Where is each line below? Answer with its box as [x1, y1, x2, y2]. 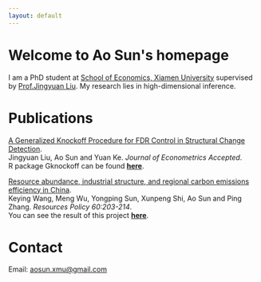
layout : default [8, 11, 62, 20]
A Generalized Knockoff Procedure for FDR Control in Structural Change [8, 135, 246, 145]
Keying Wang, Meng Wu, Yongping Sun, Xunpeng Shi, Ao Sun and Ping [8, 193, 242, 203]
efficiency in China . [8, 185, 72, 194]
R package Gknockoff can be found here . [8, 161, 144, 170]
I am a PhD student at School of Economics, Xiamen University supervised [8, 73, 253, 82]
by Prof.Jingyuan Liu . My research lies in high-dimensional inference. [8, 81, 236, 90]
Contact [8, 238, 63, 256]
